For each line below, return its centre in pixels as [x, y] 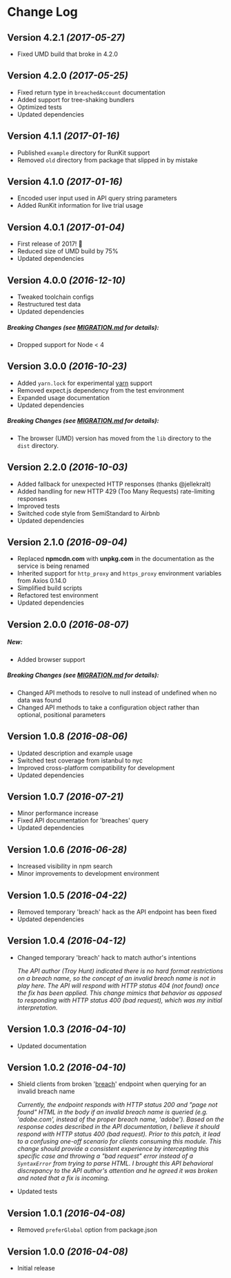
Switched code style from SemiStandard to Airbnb [88, 513]
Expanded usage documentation [63, 397]
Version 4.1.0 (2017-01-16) [65, 182]
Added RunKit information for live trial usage [80, 206]
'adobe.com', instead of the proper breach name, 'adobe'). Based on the [120, 1119]
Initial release [36, 1268]
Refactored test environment [58, 596]
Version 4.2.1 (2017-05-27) [66, 38]
